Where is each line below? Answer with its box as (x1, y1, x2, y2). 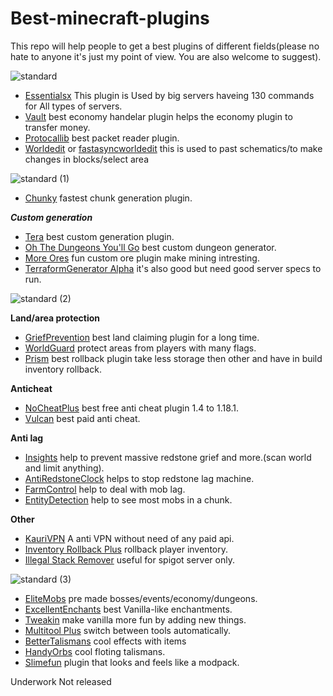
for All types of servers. (24, 100, 123, 112)
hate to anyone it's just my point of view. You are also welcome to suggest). (10, 50, 322, 62)
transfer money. (24, 121, 91, 133)
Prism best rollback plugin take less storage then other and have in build (24, 352, 323, 364)
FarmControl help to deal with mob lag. (24, 483, 186, 495)
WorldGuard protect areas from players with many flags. (24, 342, 257, 354)
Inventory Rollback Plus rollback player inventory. (24, 543, 228, 555)
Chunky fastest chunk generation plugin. (24, 192, 193, 204)
